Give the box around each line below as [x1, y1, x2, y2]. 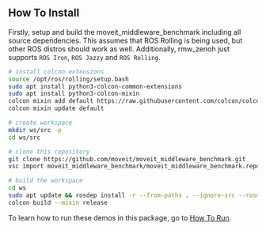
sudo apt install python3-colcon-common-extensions [8, 82, 182, 90]
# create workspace [8, 119, 73, 127]
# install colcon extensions [8, 67, 104, 76]
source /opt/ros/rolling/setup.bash [8, 75, 129, 83]
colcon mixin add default [8, 97, 93, 105]
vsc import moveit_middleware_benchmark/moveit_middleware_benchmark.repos [8, 162, 264, 171]
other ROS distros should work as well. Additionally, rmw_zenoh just [8, 43, 230, 54]
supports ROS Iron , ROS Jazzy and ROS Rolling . [8, 52, 161, 62]
